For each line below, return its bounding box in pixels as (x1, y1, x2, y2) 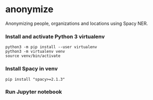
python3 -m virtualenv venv (5, 49, 65, 54)
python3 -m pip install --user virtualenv (5, 45, 97, 50)
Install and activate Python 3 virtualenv (5, 33, 105, 40)
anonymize (5, 4, 54, 15)
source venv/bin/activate (5, 53, 60, 59)
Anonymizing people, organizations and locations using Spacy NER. (5, 20, 148, 26)
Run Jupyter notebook (5, 88, 62, 95)
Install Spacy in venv (5, 65, 58, 72)
